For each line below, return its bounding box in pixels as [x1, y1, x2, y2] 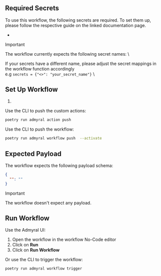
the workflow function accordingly [5, 66, 75, 71]
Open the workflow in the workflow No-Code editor [12, 237, 116, 242]
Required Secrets [5, 4, 59, 12]
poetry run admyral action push [5, 117, 71, 122]
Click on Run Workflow [12, 247, 60, 253]
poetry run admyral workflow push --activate [5, 136, 102, 141]
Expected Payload [5, 149, 62, 158]
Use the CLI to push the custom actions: [5, 108, 86, 114]
